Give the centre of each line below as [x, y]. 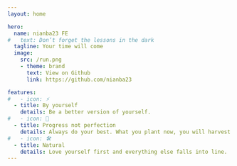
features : [22, 92]
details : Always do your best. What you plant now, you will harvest [126, 132]
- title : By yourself [46, 106]
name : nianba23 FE [41, 33]
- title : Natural [39, 145]
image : [23, 53]
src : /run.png [41, 60]
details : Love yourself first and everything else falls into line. [124, 152]
